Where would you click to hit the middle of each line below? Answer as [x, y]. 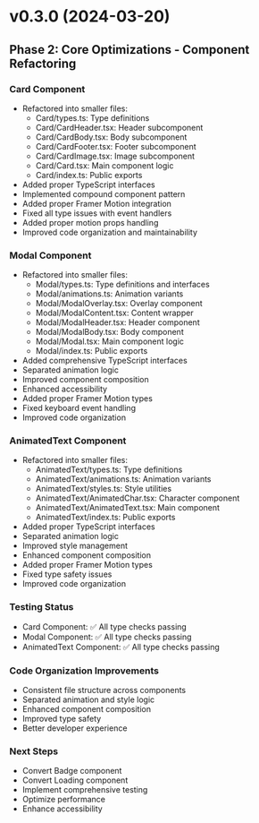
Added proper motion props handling [90, 222]
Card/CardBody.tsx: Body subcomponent [111, 137]
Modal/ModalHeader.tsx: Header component [117, 322]
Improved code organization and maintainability [110, 232]
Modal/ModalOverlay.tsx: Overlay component [119, 304]
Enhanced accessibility [65, 389]
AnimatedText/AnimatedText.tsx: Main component [128, 508]
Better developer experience [75, 728]
